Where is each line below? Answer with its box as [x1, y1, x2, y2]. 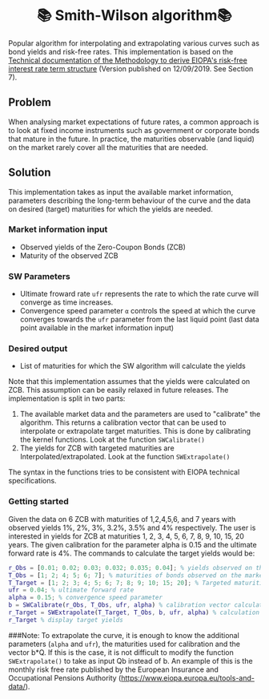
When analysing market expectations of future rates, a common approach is [8, 117, 259, 127]
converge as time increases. [19, 297, 114, 307]
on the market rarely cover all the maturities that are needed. [8, 142, 208, 152]
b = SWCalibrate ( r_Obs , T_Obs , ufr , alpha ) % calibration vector [8, 601, 231, 609]
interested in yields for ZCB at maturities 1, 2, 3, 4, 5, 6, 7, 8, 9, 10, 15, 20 [8, 531, 244, 541]
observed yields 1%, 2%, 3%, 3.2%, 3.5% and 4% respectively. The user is [8, 523, 256, 532]
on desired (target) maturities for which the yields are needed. [8, 204, 214, 213]
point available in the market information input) [19, 323, 175, 333]
